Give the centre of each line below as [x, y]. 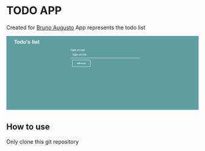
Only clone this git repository [43, 141]
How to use [28, 127]
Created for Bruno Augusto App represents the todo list [76, 27]
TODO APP [34, 11]
